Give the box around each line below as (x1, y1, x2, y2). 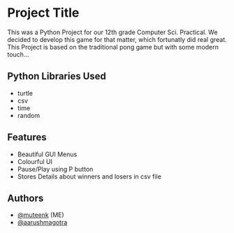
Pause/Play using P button (17, 165, 94, 173)
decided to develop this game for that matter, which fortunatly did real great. (7, 35, 227, 43)
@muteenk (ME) (17, 211, 64, 219)
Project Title (7, 5, 80, 21)
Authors (7, 192, 44, 204)
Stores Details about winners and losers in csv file (17, 172, 162, 181)
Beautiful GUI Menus (17, 150, 78, 158)
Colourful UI (17, 157, 52, 165)
